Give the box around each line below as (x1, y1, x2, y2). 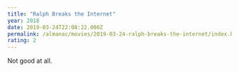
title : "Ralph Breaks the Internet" (7, 10, 116, 18)
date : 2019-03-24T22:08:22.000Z (7, 24, 103, 31)
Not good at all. (7, 56, 53, 65)
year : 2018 (7, 17, 40, 24)
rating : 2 (7, 37, 37, 44)
